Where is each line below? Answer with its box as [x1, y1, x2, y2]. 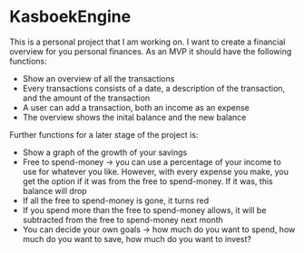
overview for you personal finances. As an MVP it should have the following [9, 45, 292, 56]
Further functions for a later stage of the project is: [9, 129, 199, 140]
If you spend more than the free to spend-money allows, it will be [22, 204, 267, 215]
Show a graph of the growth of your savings [22, 147, 188, 158]
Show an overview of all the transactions [22, 73, 175, 83]
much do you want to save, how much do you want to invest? [22, 233, 252, 244]
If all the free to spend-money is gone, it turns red [22, 195, 210, 206]
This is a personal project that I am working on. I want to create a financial [9, 36, 286, 47]
